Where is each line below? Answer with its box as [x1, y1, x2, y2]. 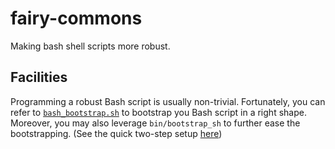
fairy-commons [10, 7, 143, 30]
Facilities [10, 69, 68, 86]
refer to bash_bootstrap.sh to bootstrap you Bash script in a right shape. [10, 106, 307, 118]
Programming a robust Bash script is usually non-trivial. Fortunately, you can [10, 95, 326, 107]
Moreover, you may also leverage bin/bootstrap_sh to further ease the [10, 117, 301, 129]
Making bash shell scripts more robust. [10, 40, 171, 52]
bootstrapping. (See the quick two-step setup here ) [10, 127, 223, 139]
